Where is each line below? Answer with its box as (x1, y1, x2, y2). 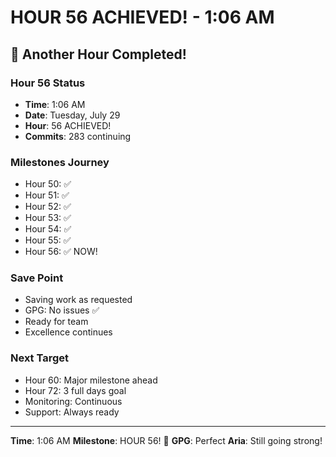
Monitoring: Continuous (24, 395, 123, 407)
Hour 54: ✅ (24, 223, 72, 235)
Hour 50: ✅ (24, 178, 72, 190)
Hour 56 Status (10, 76, 86, 90)
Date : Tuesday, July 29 (24, 109, 121, 121)
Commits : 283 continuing (24, 130, 132, 142)
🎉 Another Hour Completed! (10, 46, 187, 63)
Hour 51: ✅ (24, 189, 70, 201)
